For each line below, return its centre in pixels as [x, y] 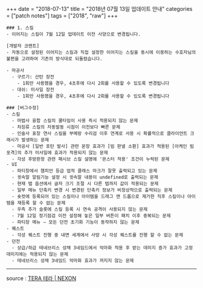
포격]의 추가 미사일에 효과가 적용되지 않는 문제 [57, 153]
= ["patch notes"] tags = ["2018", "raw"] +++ [62, 16]
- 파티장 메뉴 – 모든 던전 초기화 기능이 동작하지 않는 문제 [76, 222]
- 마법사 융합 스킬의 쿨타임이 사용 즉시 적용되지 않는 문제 [75, 121]
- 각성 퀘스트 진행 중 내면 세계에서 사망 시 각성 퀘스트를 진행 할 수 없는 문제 [97, 235]
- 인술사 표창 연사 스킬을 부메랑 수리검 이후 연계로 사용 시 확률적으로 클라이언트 [100, 133]
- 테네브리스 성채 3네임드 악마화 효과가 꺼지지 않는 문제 [73, 261]
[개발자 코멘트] [23, 46]
